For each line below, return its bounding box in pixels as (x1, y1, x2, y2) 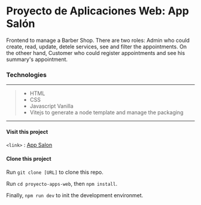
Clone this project (6, 155, 52, 163)
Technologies (6, 71, 47, 79)
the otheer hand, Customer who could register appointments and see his (6, 49, 185, 56)
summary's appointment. (6, 56, 68, 63)
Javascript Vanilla (29, 103, 74, 110)
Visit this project (6, 128, 48, 135)
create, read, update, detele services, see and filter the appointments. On (6, 43, 187, 50)
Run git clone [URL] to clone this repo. (6, 169, 103, 176)
